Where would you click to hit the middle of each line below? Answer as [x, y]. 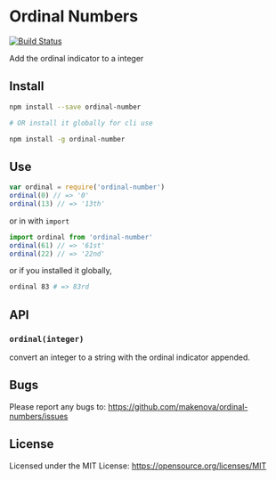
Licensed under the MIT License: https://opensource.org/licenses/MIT [138, 466]
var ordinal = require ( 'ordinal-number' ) [87, 187]
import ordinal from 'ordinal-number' [81, 237]
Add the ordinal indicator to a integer [77, 58]
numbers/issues [39, 416]
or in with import [39, 221]
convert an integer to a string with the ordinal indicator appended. [130, 357]
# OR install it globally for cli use [81, 123]
